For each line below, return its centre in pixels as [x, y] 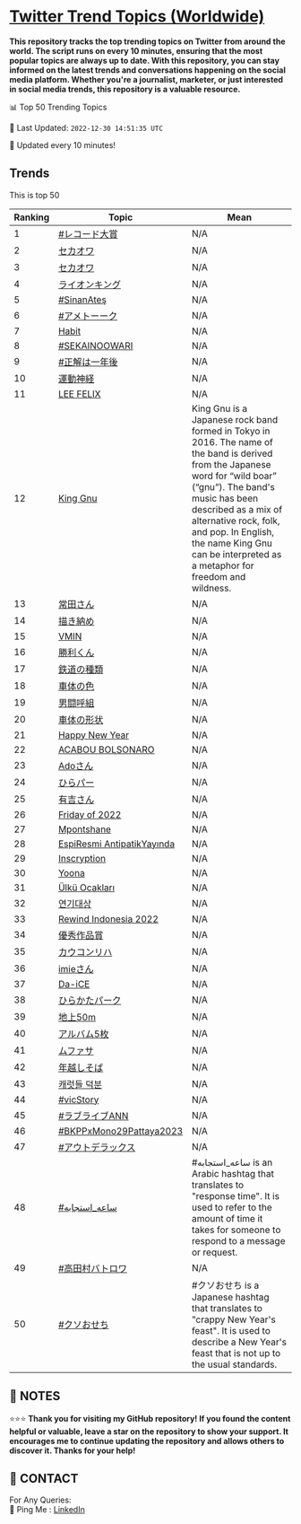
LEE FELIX [79, 394]
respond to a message [238, 1240]
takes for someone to [236, 1230]
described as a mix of [237, 509]
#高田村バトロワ [92, 1268]
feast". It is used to [231, 1330]
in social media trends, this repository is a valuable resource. [125, 89]
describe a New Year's [239, 1342]
